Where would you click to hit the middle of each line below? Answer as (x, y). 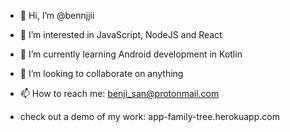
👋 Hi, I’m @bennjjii (57, 15)
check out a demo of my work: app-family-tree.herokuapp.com (149, 116)
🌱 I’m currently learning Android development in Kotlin (131, 54)
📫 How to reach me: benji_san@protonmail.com (119, 93)
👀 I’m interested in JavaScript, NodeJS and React (121, 34)
